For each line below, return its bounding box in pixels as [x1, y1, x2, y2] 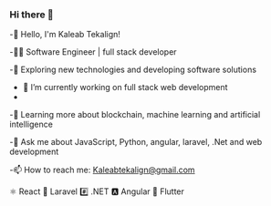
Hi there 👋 [9, 8, 55, 21]
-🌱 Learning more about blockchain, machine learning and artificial [9, 109, 261, 120]
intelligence [9, 118, 53, 130]
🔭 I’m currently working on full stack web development [22, 82, 228, 93]
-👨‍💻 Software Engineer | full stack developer [9, 46, 177, 57]
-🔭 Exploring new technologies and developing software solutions [9, 64, 257, 76]
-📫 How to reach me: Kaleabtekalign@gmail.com [9, 164, 195, 176]
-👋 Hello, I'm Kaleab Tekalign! [9, 29, 121, 40]
